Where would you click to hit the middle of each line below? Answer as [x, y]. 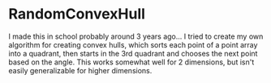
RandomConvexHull [77, 14]
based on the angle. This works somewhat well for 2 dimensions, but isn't [131, 62]
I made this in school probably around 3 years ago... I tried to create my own [136, 36]
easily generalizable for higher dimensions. [80, 70]
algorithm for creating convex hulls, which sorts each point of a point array [133, 44]
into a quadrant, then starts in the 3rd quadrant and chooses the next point [133, 53]
